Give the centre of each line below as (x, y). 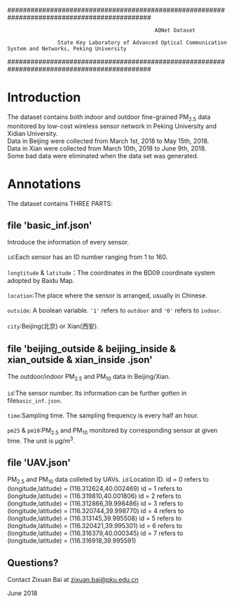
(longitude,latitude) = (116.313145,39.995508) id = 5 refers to (95, 518)
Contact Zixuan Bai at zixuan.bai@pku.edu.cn (73, 579)
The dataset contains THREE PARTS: (60, 203)
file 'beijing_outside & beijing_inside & (92, 348)
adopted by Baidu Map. (41, 281)
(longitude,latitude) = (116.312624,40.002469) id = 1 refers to (95, 489)
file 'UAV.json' (39, 463)
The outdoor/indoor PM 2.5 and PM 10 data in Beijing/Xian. (89, 377)
